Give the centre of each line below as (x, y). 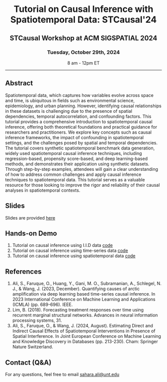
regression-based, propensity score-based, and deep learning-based (77, 158)
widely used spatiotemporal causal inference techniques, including (74, 153)
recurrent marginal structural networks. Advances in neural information (85, 315)
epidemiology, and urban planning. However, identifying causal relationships (83, 106)
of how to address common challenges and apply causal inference (73, 174)
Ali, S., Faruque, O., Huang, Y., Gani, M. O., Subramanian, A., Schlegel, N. (87, 284)
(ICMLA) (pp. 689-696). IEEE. (42, 305)
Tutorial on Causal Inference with (83, 9)
